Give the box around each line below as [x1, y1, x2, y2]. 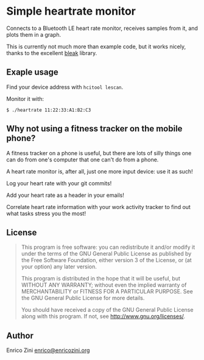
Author [6, 330, 33, 340]
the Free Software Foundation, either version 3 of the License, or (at [21, 257, 192, 264]
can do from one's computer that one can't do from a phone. [6, 156, 159, 163]
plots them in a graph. [6, 31, 62, 38]
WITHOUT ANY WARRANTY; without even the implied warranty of [21, 281, 187, 288]
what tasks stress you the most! [6, 210, 86, 217]
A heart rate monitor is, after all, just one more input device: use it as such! [6, 167, 193, 175]
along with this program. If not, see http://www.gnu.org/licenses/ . [21, 313, 186, 320]
